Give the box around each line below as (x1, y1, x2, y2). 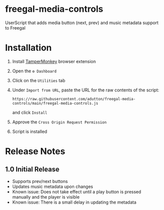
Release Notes (5, 146, 65, 157)
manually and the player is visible (12, 194, 80, 200)
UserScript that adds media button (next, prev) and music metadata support (5, 20, 159, 26)
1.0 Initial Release (5, 165, 60, 174)
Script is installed (12, 128, 48, 134)
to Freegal (5, 25, 26, 30)
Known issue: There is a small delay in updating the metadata (12, 199, 137, 205)
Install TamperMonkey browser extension (12, 58, 96, 64)
